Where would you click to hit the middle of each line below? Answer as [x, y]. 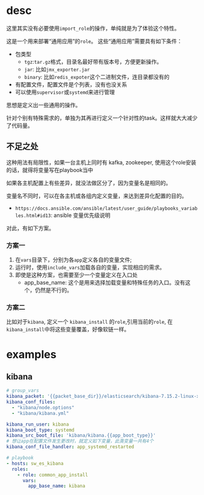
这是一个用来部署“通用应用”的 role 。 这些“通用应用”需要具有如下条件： [94, 41]
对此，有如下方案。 [30, 228]
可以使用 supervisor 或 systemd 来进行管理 [65, 92]
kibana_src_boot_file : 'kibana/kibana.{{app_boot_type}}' [81, 435]
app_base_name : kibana [57, 486]
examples [31, 354]
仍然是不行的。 [54, 290]
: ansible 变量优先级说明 [80, 215]
